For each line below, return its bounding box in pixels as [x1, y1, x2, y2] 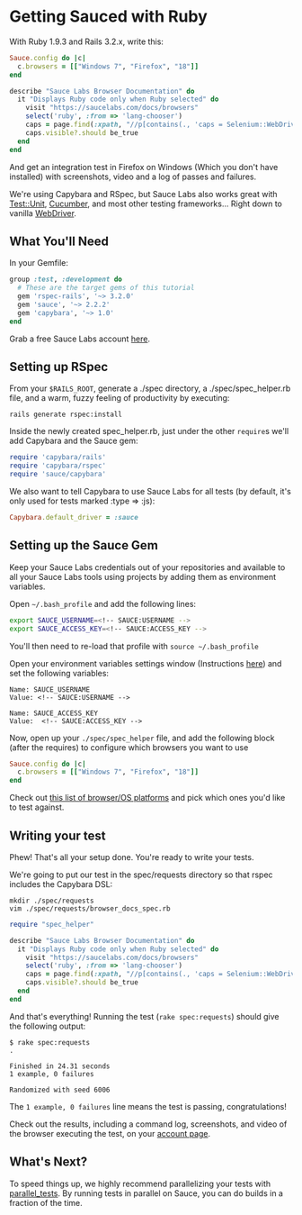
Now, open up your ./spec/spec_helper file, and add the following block [9, 732, 275, 743]
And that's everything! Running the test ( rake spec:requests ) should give [9, 1011, 280, 1021]
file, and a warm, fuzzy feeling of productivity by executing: [9, 393, 230, 403]
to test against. [9, 802, 65, 812]
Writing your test [9, 828, 106, 843]
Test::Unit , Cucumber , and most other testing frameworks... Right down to [9, 198, 283, 209]
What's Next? [9, 1155, 88, 1170]
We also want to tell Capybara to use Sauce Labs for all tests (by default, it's [9, 486, 292, 497]
